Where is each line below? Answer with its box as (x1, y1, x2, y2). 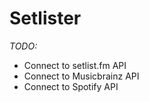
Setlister (9, 7, 82, 30)
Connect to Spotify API (23, 80, 119, 92)
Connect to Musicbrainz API (23, 70, 140, 82)
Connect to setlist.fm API (23, 59, 127, 71)
